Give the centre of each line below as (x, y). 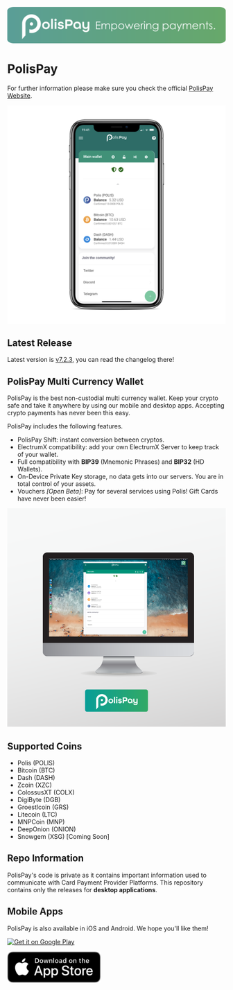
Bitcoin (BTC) (36, 770)
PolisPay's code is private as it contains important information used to (107, 875)
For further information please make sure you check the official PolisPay (110, 88)
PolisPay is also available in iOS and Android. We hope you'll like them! (108, 928)
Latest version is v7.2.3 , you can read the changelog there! (91, 360)
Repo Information (46, 859)
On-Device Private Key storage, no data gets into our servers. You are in (120, 477)
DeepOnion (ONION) (46, 829)
